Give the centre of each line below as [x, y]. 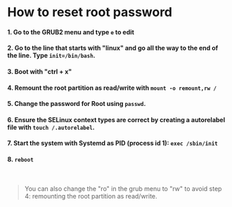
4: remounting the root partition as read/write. [91, 196]
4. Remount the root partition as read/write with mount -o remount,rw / [112, 88]
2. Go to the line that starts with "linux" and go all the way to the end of [113, 48]
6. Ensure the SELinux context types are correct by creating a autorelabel [116, 119]
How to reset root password [90, 12]
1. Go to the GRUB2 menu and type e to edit [71, 32]
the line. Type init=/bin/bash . [52, 55]
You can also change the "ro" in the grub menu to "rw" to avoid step [123, 188]
